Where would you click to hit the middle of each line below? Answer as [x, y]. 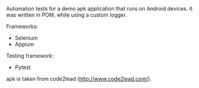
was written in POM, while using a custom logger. [67, 15]
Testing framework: [30, 56]
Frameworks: [22, 26]
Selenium [26, 38]
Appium [24, 44]
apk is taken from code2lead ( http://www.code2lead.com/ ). [79, 79]
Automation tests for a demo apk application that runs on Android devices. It [99, 9]
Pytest [23, 67]
